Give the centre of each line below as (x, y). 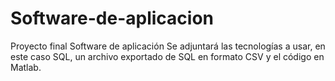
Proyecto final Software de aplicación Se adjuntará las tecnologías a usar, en (168, 46)
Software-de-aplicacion (112, 18)
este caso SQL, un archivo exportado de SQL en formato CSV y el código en (167, 56)
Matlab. (26, 67)
